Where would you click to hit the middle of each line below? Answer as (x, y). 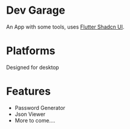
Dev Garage (36, 10)
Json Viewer (30, 114)
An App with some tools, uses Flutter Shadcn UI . (65, 27)
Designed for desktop (33, 67)
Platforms (31, 51)
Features (28, 91)
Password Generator (40, 108)
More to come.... (35, 120)
